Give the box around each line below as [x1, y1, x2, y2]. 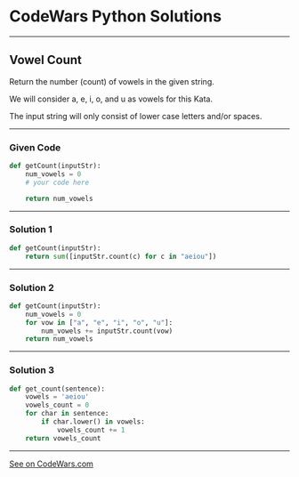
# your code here [25, 178, 90, 187]
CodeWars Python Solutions [9, 6, 222, 27]
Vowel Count [9, 53, 82, 68]
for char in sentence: [25, 409, 109, 418]
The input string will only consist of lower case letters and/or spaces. [9, 110, 263, 121]
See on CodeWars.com [9, 458, 93, 469]
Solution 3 [9, 364, 55, 376]
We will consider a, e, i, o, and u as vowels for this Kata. [9, 93, 214, 104]
